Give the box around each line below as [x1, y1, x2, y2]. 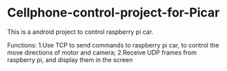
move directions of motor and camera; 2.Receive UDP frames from [7, 48, 197, 57]
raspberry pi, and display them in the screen [7, 55, 133, 63]
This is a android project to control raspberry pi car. [7, 28, 154, 36]
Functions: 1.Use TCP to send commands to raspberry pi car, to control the [7, 41, 219, 49]
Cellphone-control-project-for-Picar [7, 5, 220, 21]
